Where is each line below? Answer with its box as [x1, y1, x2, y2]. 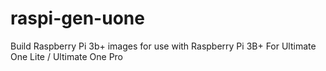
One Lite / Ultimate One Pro [10, 50, 124, 62]
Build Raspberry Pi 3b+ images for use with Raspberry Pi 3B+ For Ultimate [10, 40, 317, 52]
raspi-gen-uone [10, 7, 145, 30]
